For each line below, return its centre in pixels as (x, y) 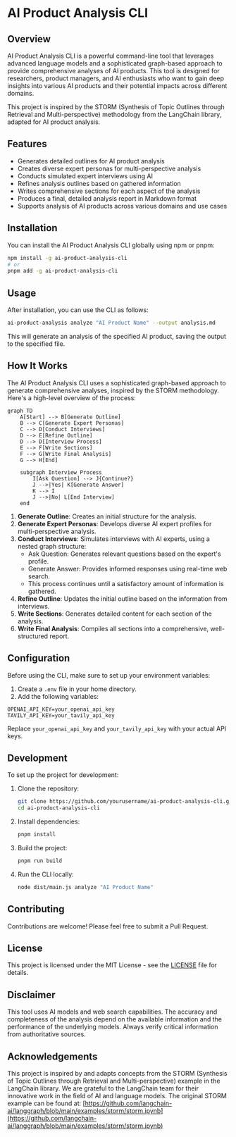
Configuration (39, 658)
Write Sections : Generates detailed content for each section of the (115, 614)
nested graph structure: (52, 546)
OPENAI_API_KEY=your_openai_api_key (61, 709)
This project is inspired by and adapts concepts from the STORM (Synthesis (117, 1073)
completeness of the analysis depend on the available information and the (114, 1019)
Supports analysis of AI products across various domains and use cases (122, 206)
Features (27, 144)
